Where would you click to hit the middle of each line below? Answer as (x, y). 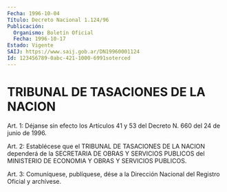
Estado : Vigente (30, 45)
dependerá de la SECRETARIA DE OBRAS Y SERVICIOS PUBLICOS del (106, 153)
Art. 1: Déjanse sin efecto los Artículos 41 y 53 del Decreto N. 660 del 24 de (114, 125)
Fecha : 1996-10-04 (33, 13)
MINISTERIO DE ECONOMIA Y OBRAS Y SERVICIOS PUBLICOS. (97, 160)
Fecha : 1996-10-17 (40, 39)
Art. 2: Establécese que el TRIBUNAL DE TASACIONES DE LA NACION (106, 146)
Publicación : (26, 26)
